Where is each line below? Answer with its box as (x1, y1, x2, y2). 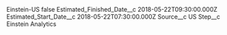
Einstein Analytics (6, 20, 57, 28)
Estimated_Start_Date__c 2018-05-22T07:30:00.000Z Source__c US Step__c (6, 12, 220, 21)
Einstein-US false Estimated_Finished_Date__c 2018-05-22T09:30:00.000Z (6, 5, 218, 13)
